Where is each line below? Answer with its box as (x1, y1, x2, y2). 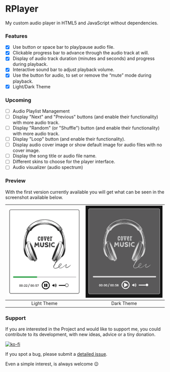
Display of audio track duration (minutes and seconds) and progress (12, 55, 155, 61)
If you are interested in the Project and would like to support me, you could (5, 326, 161, 332)
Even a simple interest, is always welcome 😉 (5, 361, 99, 367)
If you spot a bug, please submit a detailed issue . (5, 351, 108, 357)
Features (5, 32, 28, 40)
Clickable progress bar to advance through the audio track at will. (12, 50, 149, 56)
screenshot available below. (5, 194, 63, 200)
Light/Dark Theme (12, 83, 51, 89)
